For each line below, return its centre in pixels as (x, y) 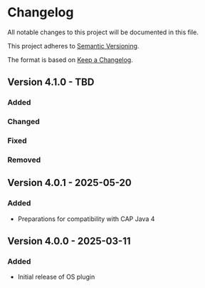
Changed (24, 122)
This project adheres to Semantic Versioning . (73, 46)
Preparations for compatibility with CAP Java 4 (86, 219)
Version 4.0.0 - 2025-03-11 (69, 241)
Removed (24, 160)
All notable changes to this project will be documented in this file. (103, 32)
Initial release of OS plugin (56, 277)
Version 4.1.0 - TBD (51, 82)
